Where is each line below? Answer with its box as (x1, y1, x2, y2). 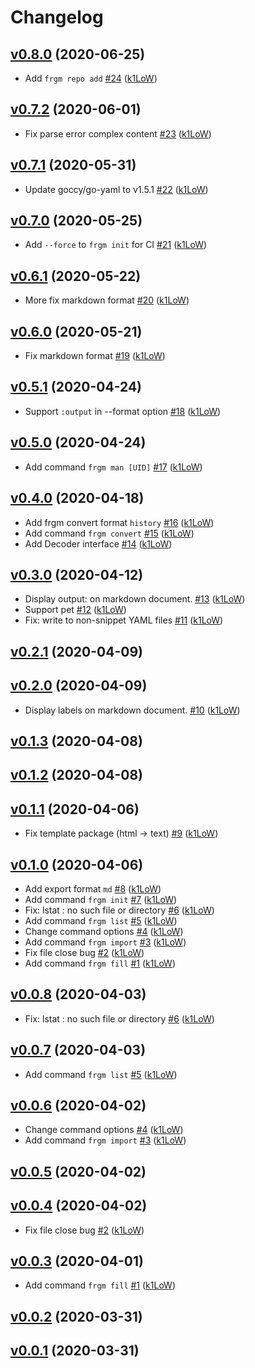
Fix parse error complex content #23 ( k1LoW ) (24, 127, 212, 140)
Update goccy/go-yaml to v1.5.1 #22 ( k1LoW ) (24, 183, 209, 195)
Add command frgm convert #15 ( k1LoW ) (24, 527, 195, 539)
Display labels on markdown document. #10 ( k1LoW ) (24, 704, 241, 716)
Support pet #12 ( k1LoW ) (24, 604, 127, 616)
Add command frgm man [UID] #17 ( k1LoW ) (24, 461, 203, 473)
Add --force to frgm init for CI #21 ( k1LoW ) (24, 239, 208, 251)
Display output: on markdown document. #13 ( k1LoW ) (24, 593, 246, 605)
